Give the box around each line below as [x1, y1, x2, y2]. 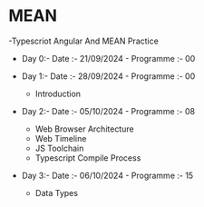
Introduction [34, 88, 82, 99]
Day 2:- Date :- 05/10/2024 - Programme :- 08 [21, 105, 196, 116]
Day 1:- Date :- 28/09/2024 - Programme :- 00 [21, 70, 196, 82]
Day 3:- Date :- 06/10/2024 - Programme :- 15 [21, 170, 194, 181]
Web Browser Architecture [34, 123, 134, 134]
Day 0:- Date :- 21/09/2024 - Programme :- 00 [21, 53, 196, 64]
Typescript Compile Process [34, 152, 141, 163]
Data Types [34, 187, 79, 198]
